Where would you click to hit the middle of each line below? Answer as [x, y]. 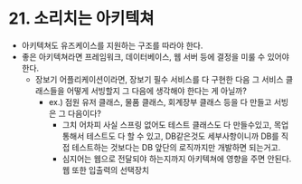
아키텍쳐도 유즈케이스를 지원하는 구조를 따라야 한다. [112, 45]
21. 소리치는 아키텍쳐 [81, 19]
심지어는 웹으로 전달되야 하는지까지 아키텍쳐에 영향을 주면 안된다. [177, 159]
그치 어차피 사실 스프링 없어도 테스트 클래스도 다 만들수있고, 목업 [175, 124]
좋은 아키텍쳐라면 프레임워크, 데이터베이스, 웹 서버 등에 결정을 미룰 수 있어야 [156, 56]
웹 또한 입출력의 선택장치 [106, 169]
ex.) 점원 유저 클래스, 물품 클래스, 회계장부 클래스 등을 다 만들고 [160, 102]
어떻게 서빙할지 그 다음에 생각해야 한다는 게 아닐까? [157, 91]
